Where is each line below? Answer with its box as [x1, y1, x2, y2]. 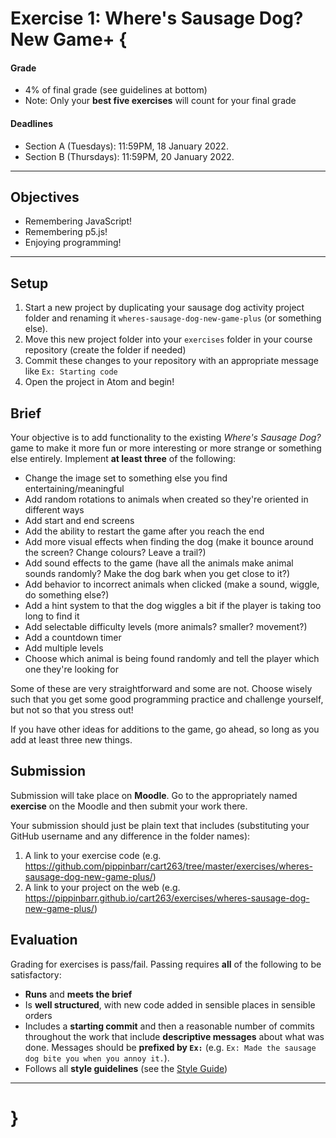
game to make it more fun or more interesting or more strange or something [10, 442, 322, 454]
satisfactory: [10, 968, 62, 981]
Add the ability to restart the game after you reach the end [24, 525, 265, 537]
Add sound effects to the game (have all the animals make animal [24, 557, 294, 569]
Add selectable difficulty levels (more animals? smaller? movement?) [24, 621, 308, 633]
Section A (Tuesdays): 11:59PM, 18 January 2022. [24, 140, 229, 152]
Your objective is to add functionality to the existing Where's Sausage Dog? [10, 432, 322, 444]
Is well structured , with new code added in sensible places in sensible [24, 998, 316, 1011]
